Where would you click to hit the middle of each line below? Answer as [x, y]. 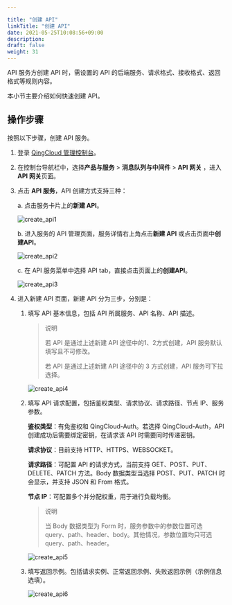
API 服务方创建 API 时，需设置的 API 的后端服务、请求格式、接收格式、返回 [114, 72]
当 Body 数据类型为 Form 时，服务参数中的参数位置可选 [124, 526]
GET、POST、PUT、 [181, 464]
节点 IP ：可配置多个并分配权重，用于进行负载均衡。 [101, 496]
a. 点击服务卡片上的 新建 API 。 [60, 205]
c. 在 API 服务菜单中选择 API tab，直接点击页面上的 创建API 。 [104, 270]
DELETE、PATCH [52, 473]
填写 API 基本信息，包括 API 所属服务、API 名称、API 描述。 [113, 313]
